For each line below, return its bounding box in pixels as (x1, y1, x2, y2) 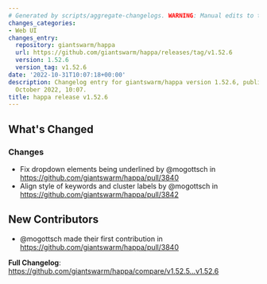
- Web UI (8, 26, 37, 34)
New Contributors (8, 212, 99, 227)
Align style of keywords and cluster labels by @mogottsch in (19, 181, 219, 191)
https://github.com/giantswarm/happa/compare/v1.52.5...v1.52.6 (8, 266, 219, 275)
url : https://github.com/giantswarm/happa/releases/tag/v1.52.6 (15, 49, 233, 56)
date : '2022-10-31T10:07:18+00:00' (8, 71, 126, 79)
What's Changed (8, 123, 94, 136)
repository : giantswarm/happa (15, 41, 115, 49)
